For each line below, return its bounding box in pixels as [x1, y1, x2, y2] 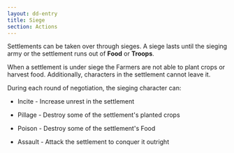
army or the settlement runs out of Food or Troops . [7, 49, 155, 58]
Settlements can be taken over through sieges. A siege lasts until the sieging [7, 42, 228, 51]
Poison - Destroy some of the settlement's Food [17, 124, 156, 133]
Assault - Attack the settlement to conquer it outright [17, 138, 170, 146]
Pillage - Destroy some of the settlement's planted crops [17, 111, 180, 119]
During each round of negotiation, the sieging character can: [7, 84, 182, 92]
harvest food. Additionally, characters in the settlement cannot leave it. [7, 70, 211, 79]
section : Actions [7, 23, 58, 30]
